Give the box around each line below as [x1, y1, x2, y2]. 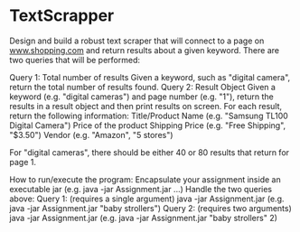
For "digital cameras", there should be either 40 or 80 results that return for [9, 146, 290, 158]
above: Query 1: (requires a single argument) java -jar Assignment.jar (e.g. [9, 193, 285, 204]
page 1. [9, 156, 36, 167]
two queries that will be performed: [9, 54, 141, 65]
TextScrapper [9, 5, 115, 26]
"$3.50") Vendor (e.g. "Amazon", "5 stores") [9, 129, 173, 140]
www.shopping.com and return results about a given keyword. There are [9, 44, 280, 55]
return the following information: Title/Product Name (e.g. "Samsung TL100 [9, 110, 289, 121]
